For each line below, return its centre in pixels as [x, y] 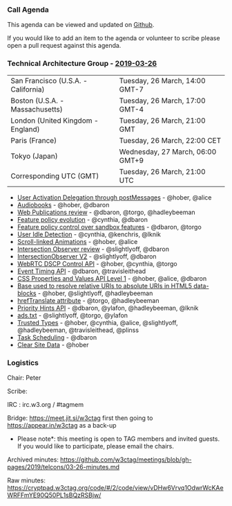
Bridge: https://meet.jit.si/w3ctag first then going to [80, 418]
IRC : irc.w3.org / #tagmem [46, 404]
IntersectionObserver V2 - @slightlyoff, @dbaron [87, 256]
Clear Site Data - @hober [53, 344]
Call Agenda [28, 10]
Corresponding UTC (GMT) [55, 176]
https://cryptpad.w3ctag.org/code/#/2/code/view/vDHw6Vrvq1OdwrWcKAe [115, 487]
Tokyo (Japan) [35, 156]
